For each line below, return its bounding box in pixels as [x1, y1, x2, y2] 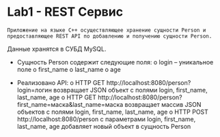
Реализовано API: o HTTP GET [16, 78, 105, 86]
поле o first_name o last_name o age [16, 65, 121, 73]
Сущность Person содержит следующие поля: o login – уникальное [16, 58, 214, 66]
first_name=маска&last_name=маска [16, 100, 124, 108]
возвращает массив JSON [124, 100, 202, 108]
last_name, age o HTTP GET [16, 93, 97, 101]
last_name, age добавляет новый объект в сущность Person [16, 122, 191, 130]
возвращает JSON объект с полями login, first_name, [53, 86, 208, 94]
